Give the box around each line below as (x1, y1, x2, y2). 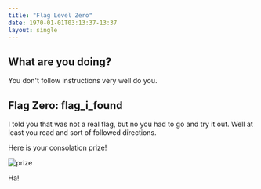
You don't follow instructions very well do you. (8, 76, 158, 85)
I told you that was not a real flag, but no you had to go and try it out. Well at (8, 119, 253, 129)
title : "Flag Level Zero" (8, 11, 92, 20)
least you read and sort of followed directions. (8, 128, 157, 137)
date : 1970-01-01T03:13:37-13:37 (8, 19, 118, 27)
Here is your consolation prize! (8, 143, 107, 152)
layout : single (8, 26, 58, 34)
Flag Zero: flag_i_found (8, 99, 123, 112)
